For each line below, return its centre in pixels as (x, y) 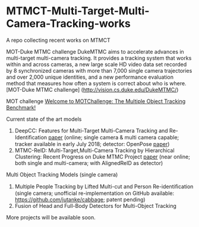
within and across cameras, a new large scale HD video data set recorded (97, 64)
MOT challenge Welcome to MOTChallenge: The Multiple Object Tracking (96, 101)
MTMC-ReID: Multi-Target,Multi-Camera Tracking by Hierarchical (94, 150)
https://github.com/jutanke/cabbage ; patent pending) (80, 199)
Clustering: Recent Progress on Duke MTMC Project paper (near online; (102, 157)
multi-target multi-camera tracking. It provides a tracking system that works (99, 58)
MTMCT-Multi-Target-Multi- (78, 11)
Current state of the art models (44, 119)
